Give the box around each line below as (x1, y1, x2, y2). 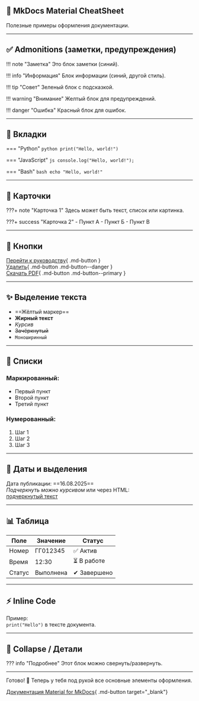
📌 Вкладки (6, 129, 47, 140)
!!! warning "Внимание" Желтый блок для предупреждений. (6, 95, 156, 102)
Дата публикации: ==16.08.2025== (6, 480, 94, 487)
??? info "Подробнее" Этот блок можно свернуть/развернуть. (6, 660, 163, 667)
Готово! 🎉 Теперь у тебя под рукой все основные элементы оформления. (6, 677, 192, 684)
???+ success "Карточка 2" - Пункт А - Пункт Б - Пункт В (6, 218, 150, 226)
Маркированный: (6, 374, 60, 383)
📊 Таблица (6, 516, 49, 527)
